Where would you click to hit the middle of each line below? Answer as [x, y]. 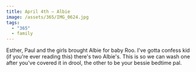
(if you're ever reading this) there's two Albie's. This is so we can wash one [98, 57]
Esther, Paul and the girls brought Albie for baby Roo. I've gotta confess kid [98, 50]
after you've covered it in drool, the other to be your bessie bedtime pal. [94, 63]
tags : [13, 22]
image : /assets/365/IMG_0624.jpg [48, 17]
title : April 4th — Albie [38, 12]
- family [22, 34]
